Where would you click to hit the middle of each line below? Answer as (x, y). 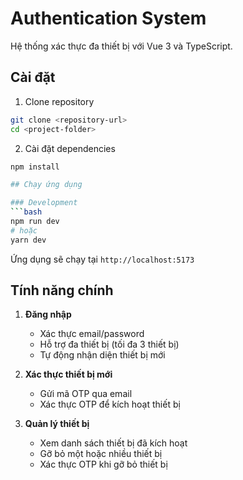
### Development (44, 203)
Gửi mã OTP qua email (86, 394)
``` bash (26, 212)
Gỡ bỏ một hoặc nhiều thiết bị (101, 454)
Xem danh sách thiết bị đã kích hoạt (113, 443)
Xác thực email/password (92, 334)
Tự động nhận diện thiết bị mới (102, 355)
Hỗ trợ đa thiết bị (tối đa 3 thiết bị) (109, 344)
